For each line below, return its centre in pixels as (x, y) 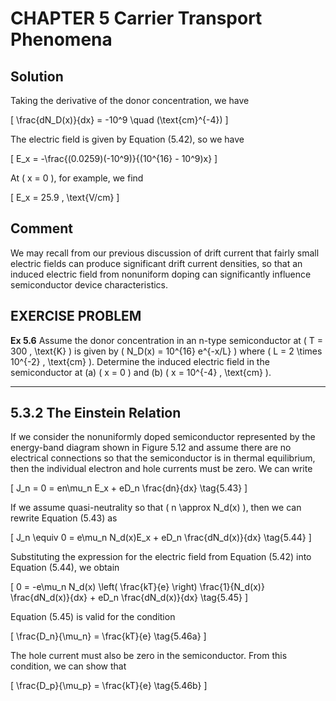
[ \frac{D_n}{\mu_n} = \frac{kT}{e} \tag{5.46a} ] (108, 636)
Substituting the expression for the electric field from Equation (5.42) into (161, 557)
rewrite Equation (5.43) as (64, 518)
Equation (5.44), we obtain (65, 568)
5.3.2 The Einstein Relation (96, 413)
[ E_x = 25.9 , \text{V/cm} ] (65, 197)
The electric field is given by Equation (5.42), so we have (127, 139)
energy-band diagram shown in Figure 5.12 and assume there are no (151, 448)
